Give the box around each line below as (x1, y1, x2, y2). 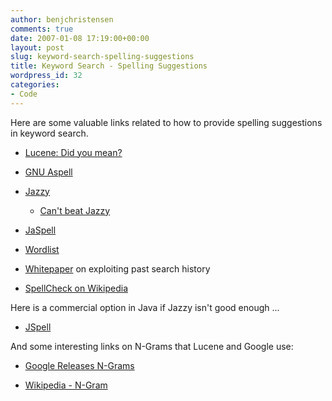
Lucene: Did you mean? (24, 146, 123, 158)
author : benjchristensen (10, 14, 114, 25)
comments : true (10, 24, 74, 34)
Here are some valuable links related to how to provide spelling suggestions (10, 116, 323, 128)
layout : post (10, 42, 65, 53)
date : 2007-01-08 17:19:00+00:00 (10, 33, 150, 43)
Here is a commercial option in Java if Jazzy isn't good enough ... (10, 301, 280, 313)
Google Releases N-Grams (24, 359, 135, 371)
